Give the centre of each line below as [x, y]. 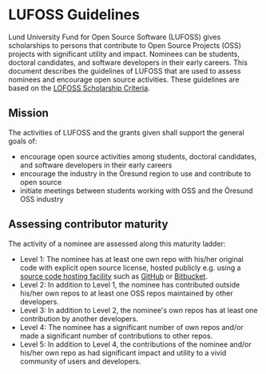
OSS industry [42, 199]
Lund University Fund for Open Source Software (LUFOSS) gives [115, 37]
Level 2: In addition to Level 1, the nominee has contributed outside [130, 284]
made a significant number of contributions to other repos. [116, 336]
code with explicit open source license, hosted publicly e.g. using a [130, 267]
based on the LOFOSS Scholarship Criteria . [79, 88]
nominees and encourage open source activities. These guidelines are [124, 79]
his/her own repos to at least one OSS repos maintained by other [126, 293]
